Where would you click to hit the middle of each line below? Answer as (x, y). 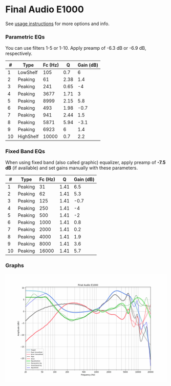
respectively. (19, 54)
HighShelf (28, 136)
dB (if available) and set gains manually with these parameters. (72, 168)
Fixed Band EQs (25, 151)
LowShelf (28, 72)
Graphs (15, 266)
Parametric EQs (25, 37)
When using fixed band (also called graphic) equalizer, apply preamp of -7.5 (85, 162)
